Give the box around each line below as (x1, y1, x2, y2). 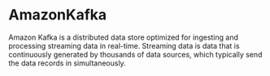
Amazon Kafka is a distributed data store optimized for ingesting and (8, 32, 238, 42)
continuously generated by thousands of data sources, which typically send (8, 49, 263, 59)
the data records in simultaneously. (8, 58, 126, 68)
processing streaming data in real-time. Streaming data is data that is (8, 40, 240, 50)
